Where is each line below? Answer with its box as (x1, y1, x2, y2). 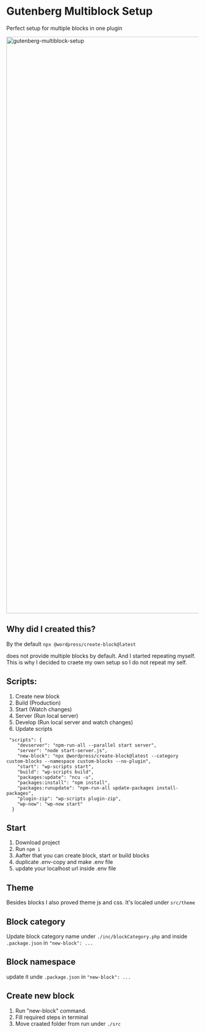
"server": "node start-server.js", (17, 747, 108, 753)
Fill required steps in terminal (15, 1013, 88, 1021)
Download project (15, 839, 60, 846)
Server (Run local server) (15, 712, 79, 719)
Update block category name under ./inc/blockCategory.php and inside (6, 933, 188, 940)
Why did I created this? (6, 624, 96, 634)
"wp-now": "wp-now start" (17, 801, 84, 807)
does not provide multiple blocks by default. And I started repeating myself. (6, 652, 196, 659)
